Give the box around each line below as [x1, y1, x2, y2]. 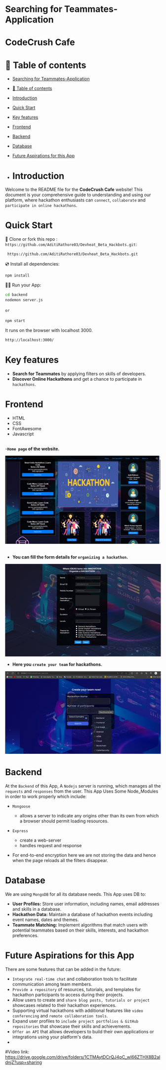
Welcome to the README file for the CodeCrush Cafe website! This [5, 187, 143, 193]
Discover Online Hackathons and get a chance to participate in [12, 376, 142, 382]
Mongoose [12, 804, 31, 809]
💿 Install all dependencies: [5, 261, 60, 267]
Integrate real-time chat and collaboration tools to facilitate [12, 976, 137, 982]
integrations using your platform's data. [12, 1034, 93, 1040]
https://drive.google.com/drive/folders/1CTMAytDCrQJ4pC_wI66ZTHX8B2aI [5, 1054, 161, 1060]
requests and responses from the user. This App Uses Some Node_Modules [5, 788, 159, 794]
